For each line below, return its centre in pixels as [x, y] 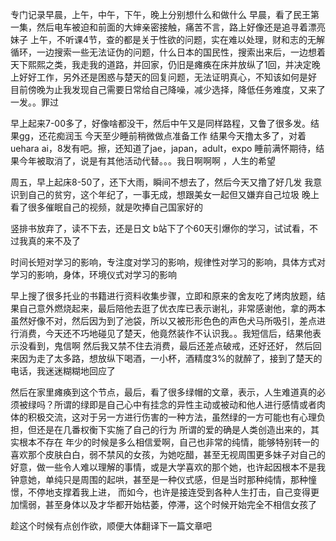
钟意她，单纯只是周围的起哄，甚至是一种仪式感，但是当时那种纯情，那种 [159, 479]
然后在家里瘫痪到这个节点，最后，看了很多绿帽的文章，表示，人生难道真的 [163, 392]
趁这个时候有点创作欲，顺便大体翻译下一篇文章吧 [111, 526]
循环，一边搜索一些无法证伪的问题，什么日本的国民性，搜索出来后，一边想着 [168, 52]
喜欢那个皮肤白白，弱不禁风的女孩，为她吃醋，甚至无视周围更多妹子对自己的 [168, 454]
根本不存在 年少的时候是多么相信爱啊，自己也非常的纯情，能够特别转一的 [169, 442]
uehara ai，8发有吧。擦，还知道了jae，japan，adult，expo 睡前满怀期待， [163, 148]
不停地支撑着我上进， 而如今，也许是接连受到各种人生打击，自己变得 [169, 492]
